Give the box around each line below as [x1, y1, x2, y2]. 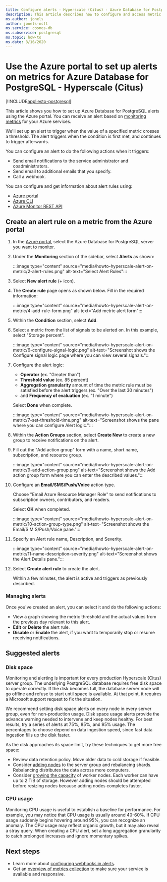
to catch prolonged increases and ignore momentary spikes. [5, 833, 129, 839]
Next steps [5, 847, 40, 856]
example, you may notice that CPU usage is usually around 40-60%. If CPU [5, 812, 160, 818]
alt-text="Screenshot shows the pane [82, 417, 159, 423]
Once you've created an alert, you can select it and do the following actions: [5, 604, 162, 610]
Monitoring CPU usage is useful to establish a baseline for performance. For [5, 806, 161, 813]
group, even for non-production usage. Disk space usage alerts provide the [5, 711, 160, 717]
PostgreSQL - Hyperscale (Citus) [5, 82, 144, 93]
